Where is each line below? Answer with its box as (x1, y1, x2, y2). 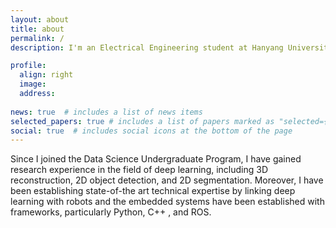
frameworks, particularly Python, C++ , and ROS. (10, 206, 212, 218)
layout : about (10, 14, 70, 25)
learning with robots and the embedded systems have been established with (10, 196, 325, 208)
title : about (10, 24, 65, 34)
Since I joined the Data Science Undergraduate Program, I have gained (10, 153, 302, 165)
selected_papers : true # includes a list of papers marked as (10, 116, 275, 126)
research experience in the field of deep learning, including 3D (10, 164, 269, 176)
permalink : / (10, 33, 65, 43)
